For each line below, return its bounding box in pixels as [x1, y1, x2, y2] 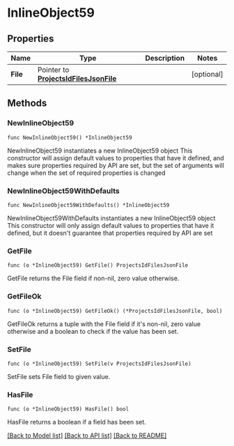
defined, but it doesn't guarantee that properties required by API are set [7, 229, 213, 237]
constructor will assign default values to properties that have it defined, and [7, 153, 224, 162]
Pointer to [37, 65, 70, 75]
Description [145, 54, 185, 63]
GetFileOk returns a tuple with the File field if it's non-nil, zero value [7, 319, 201, 328]
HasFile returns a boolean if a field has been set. [7, 418, 146, 426]
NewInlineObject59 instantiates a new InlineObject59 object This [7, 146, 193, 155]
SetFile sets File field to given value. [7, 372, 111, 380]
